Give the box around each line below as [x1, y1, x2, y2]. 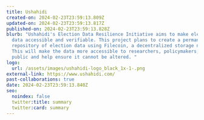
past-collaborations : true [6, 76, 75, 82]
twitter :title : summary [12, 99, 72, 105]
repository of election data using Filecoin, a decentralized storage [12, 43, 194, 49]
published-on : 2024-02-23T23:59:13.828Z [6, 25, 110, 32]
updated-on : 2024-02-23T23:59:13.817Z [6, 20, 104, 26]
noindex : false [12, 93, 50, 99]
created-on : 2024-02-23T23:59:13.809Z [6, 15, 104, 21]
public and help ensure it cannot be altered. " [12, 54, 137, 60]
